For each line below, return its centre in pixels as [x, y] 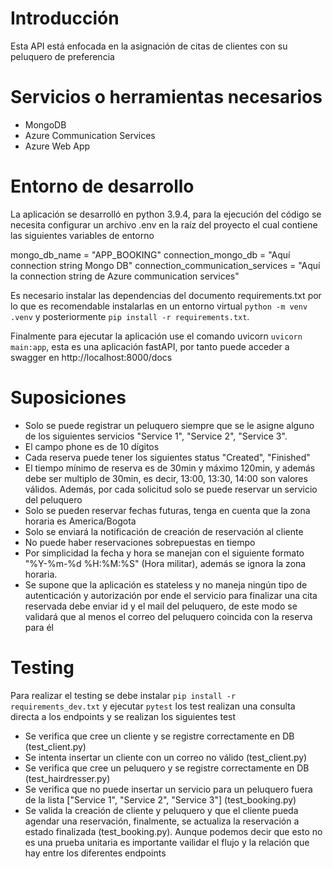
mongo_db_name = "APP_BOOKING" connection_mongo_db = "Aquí [150, 254]
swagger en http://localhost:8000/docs [91, 357]
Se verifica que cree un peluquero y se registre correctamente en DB [167, 768]
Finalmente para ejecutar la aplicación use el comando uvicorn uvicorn [156, 336]
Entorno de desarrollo [102, 186]
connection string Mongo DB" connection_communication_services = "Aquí [165, 265]
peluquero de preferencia [62, 56]
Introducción [65, 18]
